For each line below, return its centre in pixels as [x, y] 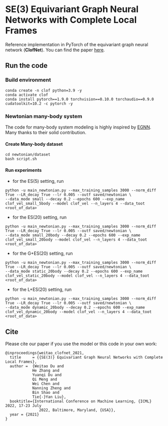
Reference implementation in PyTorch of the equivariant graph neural [77, 44]
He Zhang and [46, 371]
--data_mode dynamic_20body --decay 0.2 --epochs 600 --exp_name [75, 307]
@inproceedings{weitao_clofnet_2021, [45, 353]
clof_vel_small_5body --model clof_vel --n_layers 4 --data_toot [75, 204]
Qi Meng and [45, 380]
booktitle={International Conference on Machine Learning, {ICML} [81, 401]
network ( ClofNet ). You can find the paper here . [55, 50]
